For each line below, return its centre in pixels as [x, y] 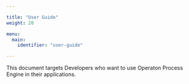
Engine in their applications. [41, 74]
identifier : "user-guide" [50, 45]
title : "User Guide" [33, 17]
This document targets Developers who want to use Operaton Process [95, 68]
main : [19, 40]
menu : [13, 34]
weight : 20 [20, 23]
